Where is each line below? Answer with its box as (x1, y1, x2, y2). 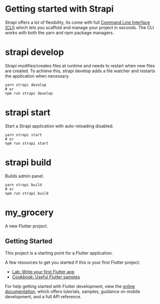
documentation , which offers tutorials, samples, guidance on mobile (5, 288, 140, 294)
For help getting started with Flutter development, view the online (5, 283, 135, 289)
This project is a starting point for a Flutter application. (5, 250, 113, 256)
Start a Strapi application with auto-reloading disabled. (5, 123, 114, 129)
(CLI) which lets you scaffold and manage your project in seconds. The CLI (5, 24, 154, 30)
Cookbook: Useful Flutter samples (12, 274, 80, 280)
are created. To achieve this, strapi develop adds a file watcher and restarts (5, 68, 156, 74)
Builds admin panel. (5, 173, 44, 179)
